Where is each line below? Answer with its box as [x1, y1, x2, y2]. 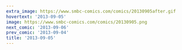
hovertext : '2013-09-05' [6, 14, 66, 20]
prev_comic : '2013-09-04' [6, 30, 69, 36]
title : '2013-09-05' [6, 35, 57, 41]
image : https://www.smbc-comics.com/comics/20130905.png [6, 19, 148, 25]
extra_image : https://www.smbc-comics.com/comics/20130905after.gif [6, 8, 176, 14]
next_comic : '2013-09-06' [6, 24, 69, 30]
